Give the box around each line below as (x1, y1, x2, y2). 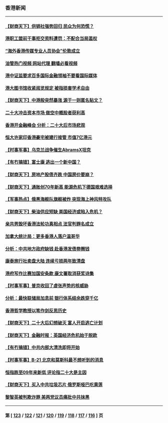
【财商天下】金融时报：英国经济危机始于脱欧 (5, 332, 97, 338)
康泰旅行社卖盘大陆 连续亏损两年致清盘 (5, 258, 85, 264)
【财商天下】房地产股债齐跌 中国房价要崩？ (5, 171, 94, 178)
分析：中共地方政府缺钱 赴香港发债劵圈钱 (5, 246, 90, 252)
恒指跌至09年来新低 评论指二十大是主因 (5, 369, 86, 375)
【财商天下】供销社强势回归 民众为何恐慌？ (5, 23, 94, 29)
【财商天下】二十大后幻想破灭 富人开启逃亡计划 (5, 320, 103, 326)
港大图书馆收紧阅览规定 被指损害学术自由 (5, 85, 90, 91)
